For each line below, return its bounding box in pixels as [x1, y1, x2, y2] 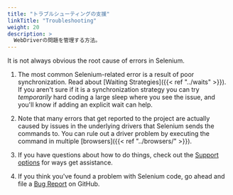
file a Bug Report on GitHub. [17, 179, 100, 189]
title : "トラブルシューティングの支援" [7, 10, 110, 18]
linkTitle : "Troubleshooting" [7, 17, 97, 24]
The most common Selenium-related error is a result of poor [17, 70, 195, 79]
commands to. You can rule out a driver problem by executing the [17, 130, 210, 138]
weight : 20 [7, 23, 40, 31]
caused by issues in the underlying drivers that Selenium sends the [17, 122, 215, 130]
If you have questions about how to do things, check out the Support [17, 151, 219, 159]
